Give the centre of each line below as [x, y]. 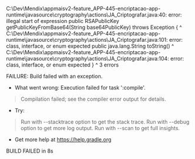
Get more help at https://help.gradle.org [63, 140]
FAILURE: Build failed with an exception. [54, 76]
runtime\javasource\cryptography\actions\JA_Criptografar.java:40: [87, 15]
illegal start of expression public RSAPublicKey [63, 21]
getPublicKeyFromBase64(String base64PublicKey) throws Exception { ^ [94, 27]
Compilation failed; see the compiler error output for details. [93, 99]
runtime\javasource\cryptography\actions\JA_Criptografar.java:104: [88, 59]
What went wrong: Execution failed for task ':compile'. [80, 87]
